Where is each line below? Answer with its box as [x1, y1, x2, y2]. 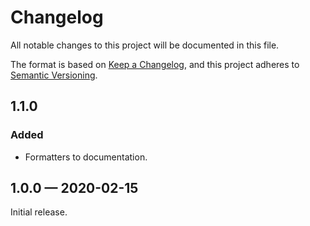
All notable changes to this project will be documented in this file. [10, 39, 280, 51]
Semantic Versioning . [10, 69, 98, 81]
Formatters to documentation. [24, 151, 148, 163]
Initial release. [10, 206, 68, 218]
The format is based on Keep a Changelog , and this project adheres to [10, 58, 300, 70]
